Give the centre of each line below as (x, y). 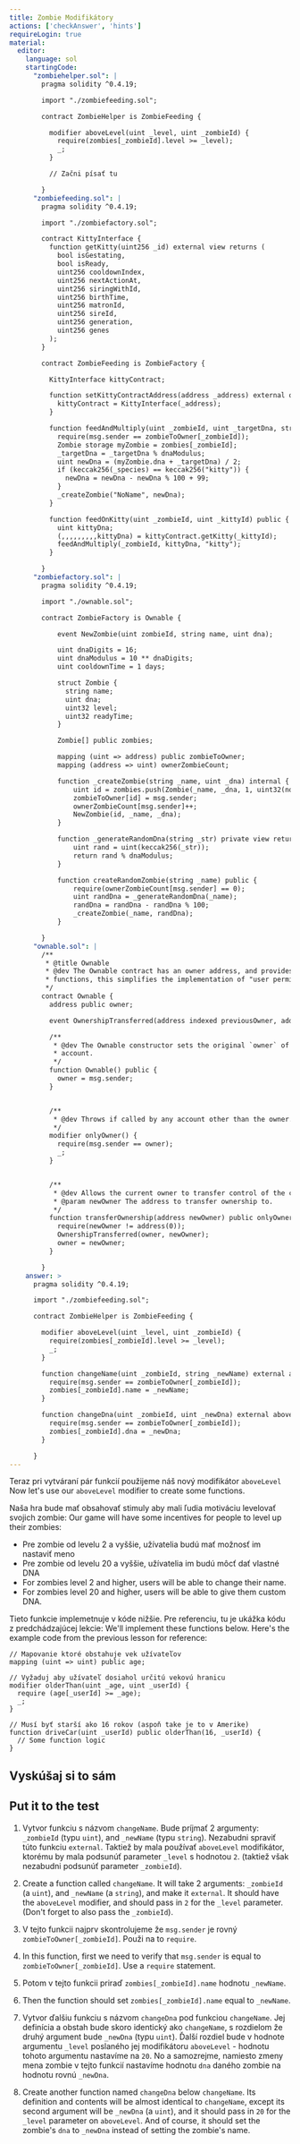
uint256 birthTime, (93, 297)
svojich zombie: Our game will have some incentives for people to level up (146, 1517)
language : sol (51, 59)
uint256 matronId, (91, 305)
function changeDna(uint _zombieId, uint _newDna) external (155, 1415)
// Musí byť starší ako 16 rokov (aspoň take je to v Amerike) (129, 1725)
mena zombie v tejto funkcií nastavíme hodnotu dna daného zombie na (151, 2065)
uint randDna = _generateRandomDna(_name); (155, 897)
